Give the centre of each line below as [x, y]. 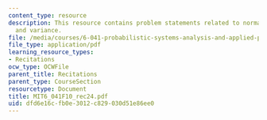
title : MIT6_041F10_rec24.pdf [58, 96]
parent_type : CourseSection [55, 81]
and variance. [39, 30]
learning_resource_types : [51, 52]
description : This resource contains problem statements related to [124, 23]
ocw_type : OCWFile [39, 67]
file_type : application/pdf [55, 45]
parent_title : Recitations [53, 74]
